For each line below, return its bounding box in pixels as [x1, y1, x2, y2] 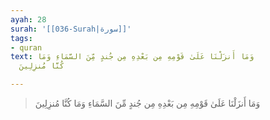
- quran [10, 42, 43, 53]
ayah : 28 [10, 14, 47, 25]
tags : [10, 33, 33, 43]
